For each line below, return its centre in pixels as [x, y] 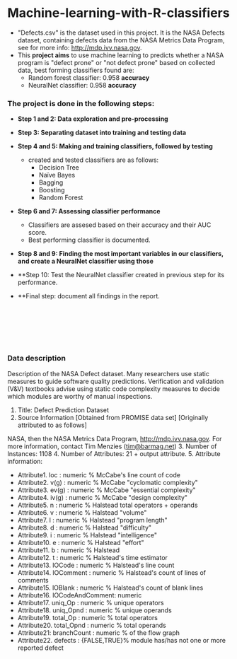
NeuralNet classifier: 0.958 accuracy [82, 85]
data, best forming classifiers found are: [76, 70]
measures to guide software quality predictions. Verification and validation [116, 381]
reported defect [40, 648]
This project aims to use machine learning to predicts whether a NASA [121, 55]
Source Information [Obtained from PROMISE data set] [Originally [113, 417]
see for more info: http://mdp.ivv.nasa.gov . [80, 47]
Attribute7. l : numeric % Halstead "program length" [92, 520]
